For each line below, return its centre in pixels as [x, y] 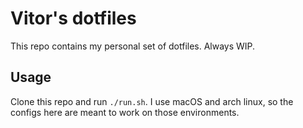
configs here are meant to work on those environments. [125, 112]
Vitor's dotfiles [73, 18]
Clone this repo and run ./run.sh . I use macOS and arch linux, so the [152, 101]
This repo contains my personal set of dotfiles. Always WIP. [133, 46]
